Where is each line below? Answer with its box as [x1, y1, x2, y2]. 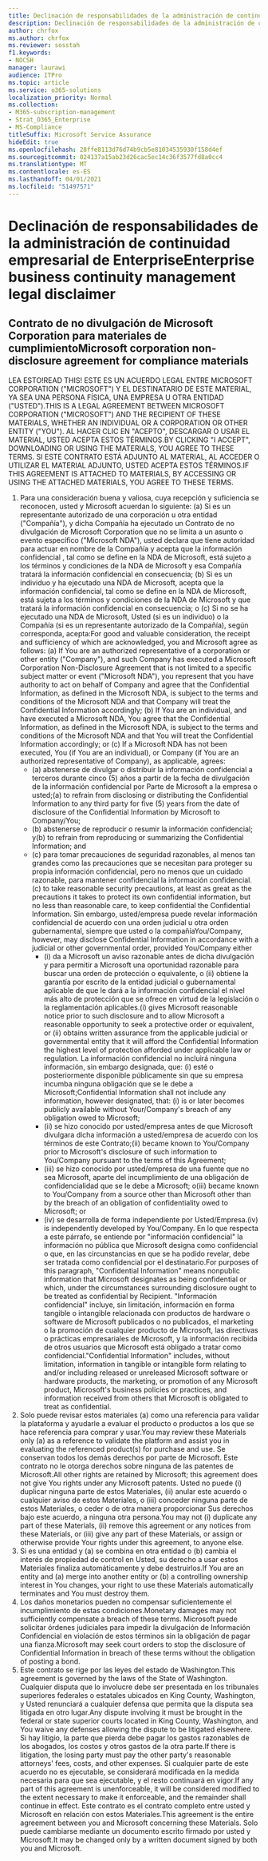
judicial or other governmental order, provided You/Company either [31, 942, 253, 952]
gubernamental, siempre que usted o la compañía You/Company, [31, 926, 243, 935]
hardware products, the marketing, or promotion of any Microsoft [43, 1376, 258, 1385]
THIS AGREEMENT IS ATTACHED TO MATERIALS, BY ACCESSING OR [8, 468, 237, 478]
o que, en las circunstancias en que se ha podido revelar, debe [43, 1249, 250, 1258]
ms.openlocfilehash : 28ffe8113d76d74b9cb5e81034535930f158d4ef [8, 145, 223, 153]
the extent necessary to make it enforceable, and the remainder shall [19, 1792, 246, 1802]
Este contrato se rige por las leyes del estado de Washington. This [19, 1664, 235, 1675]
